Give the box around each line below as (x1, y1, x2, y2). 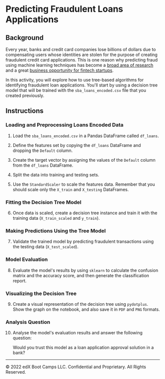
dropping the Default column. (12, 147, 73, 153)
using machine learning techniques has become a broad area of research (5, 62, 154, 68)
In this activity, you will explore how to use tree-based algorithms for (5, 77, 144, 83)
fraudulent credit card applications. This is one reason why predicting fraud (5, 57, 158, 62)
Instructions (5, 107, 44, 115)
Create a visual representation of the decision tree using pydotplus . (12, 301, 148, 307)
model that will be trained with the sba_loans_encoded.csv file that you (5, 87, 146, 93)
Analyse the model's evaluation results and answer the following (12, 330, 143, 336)
